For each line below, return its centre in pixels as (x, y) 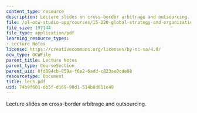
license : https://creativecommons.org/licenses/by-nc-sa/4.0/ (84, 50)
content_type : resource (35, 11)
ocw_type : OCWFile (28, 55)
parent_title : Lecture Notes (42, 60)
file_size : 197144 (28, 28)
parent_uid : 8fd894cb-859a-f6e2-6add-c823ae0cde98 (69, 71)
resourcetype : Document (35, 76)
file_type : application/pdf (40, 33)
